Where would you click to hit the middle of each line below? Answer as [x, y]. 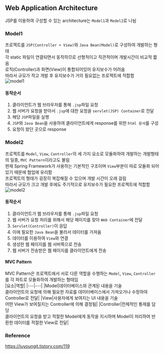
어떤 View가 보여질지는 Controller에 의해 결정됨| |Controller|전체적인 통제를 [78, 304]
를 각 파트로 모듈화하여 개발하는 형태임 [42, 280]
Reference [18, 335]
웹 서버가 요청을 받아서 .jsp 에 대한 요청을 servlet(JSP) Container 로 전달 [83, 111]
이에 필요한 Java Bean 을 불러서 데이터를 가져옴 [57, 232]
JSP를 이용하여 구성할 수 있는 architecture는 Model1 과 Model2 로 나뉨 [71, 20]
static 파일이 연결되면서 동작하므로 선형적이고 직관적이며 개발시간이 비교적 [81, 57]
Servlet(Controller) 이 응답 [40, 226]
